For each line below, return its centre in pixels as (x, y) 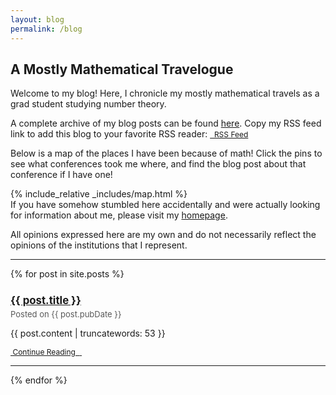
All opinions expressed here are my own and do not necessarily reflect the (163, 235)
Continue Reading (44, 351)
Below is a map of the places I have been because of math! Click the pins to (166, 153)
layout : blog (37, 19)
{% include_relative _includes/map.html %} (99, 194)
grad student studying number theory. (88, 104)
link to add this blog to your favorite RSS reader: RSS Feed (129, 134)
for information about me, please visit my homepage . (119, 215)
